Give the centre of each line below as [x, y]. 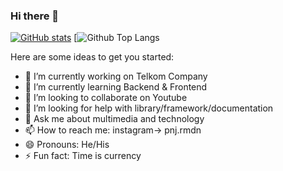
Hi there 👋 [35, 16]
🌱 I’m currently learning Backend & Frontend [116, 87]
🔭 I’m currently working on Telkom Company [116, 76]
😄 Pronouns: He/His [67, 145]
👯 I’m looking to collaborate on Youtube [106, 98]
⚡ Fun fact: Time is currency [83, 156]
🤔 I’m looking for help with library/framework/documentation [149, 108]
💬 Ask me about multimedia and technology [114, 119]
